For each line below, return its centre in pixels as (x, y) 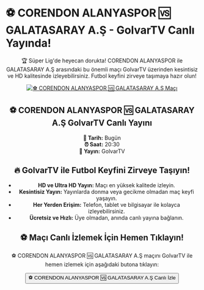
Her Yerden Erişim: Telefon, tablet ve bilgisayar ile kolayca (107, 204)
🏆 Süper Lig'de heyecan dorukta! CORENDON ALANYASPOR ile (102, 61)
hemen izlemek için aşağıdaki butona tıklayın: (102, 264)
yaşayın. (107, 198)
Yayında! (28, 43)
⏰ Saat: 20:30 (102, 144)
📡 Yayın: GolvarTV (102, 151)
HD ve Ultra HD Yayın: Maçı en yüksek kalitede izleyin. (107, 185)
